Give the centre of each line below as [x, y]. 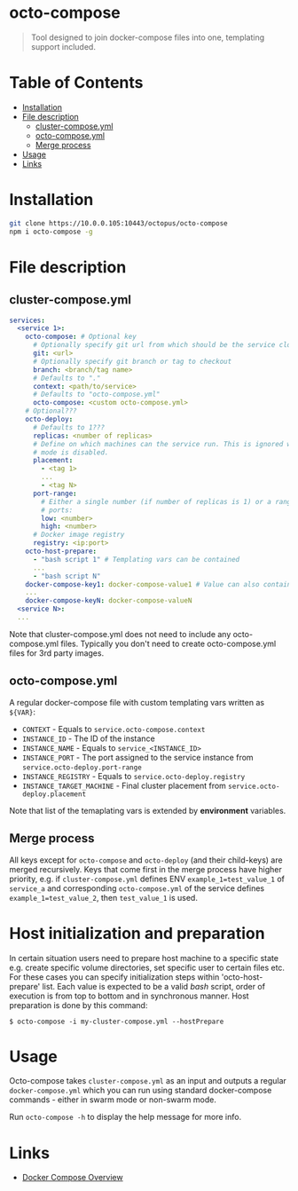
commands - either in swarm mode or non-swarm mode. [113, 1100]
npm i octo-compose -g [51, 232]
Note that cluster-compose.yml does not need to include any [120, 634]
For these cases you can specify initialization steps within [114, 977]
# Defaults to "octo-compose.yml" [97, 394]
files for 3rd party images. [57, 653]
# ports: [57, 510]
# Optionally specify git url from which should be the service [154, 345]
